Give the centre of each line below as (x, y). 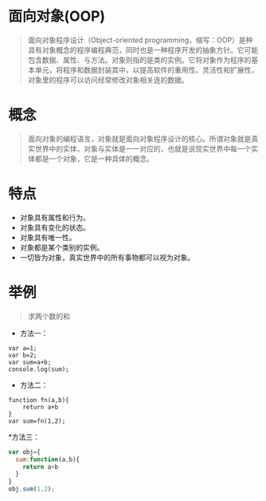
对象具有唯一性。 (48, 237)
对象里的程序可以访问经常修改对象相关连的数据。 (108, 80)
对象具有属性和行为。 (55, 217)
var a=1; (23, 348)
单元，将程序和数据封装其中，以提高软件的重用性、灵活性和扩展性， (147, 69)
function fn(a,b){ (39, 400)
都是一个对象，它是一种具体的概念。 (94, 158)
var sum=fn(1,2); (37, 421)
